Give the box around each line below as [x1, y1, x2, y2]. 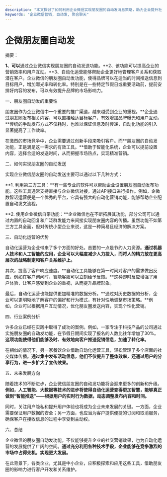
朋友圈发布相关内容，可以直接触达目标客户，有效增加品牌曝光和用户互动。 [9, 115, 162, 121]
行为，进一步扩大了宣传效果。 [9, 360, 71, 366]
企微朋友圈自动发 [5, 35, 76, 46]
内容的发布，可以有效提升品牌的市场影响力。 [13, 87, 105, 93]
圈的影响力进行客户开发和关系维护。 [5, 467, 80, 473]
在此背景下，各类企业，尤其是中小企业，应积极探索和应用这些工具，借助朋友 [5, 460, 162, 466]
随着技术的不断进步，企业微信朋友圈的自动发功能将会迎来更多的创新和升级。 [5, 381, 162, 387]
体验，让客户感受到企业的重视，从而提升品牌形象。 [9, 280, 114, 286]
